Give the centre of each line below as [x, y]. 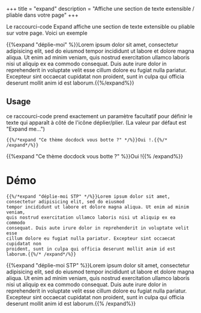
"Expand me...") [25, 129]
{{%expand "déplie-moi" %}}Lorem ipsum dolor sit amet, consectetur [92, 45]
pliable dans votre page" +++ [43, 15]
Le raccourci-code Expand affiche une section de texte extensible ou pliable [100, 27]
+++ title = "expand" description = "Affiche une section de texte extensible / [100, 9]
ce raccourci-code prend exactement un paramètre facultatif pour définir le [100, 116]
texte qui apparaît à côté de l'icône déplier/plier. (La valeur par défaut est [96, 122]
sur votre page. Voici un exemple [47, 33]
